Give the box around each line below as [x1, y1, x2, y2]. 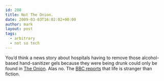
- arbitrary [10, 36, 36, 41]
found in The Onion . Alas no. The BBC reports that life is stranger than [5, 65, 152, 71]
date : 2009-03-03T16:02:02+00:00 [5, 17, 76, 22]
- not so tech [10, 41, 40, 46]
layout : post [5, 26, 33, 32]
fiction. [5, 71, 20, 77]
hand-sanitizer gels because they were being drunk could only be [19, 60, 158, 66]
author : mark [5, 21, 33, 27]
